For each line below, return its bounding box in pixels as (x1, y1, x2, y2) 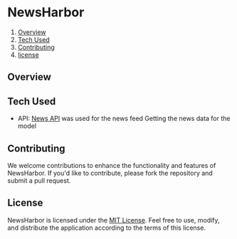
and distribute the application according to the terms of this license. (7, 223, 206, 232)
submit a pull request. (7, 176, 71, 185)
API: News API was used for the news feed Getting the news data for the (17, 115, 231, 123)
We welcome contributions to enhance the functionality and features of (7, 161, 216, 169)
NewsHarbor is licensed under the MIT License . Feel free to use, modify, (7, 216, 220, 224)
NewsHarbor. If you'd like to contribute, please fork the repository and (7, 169, 214, 177)
